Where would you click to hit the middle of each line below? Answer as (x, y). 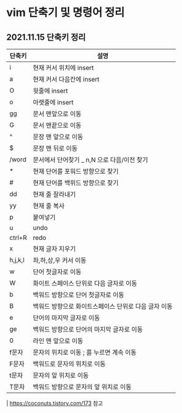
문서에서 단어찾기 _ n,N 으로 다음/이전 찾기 (90, 160)
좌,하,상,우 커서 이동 (60, 260)
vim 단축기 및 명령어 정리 (66, 13)
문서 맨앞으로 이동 (57, 114)
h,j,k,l (17, 260)
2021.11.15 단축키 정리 (46, 37)
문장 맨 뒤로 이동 (55, 148)
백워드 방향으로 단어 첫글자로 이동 (78, 295)
